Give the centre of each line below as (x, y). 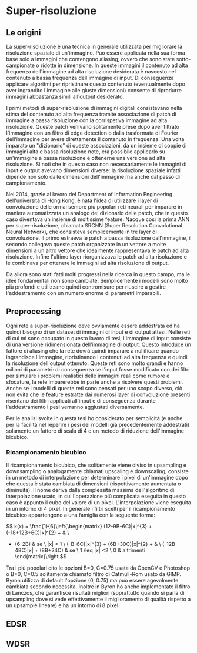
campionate (21, 65)
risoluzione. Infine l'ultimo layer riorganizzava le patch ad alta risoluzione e (96, 257)
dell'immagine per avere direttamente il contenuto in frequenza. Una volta (95, 139)
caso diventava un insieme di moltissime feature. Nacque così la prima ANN (98, 219)
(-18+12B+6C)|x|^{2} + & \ (38, 533)
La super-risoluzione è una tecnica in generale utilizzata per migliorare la (94, 46)
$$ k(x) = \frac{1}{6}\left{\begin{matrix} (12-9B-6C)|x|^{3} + (79, 527)
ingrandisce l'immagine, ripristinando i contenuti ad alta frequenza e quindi (97, 357)
